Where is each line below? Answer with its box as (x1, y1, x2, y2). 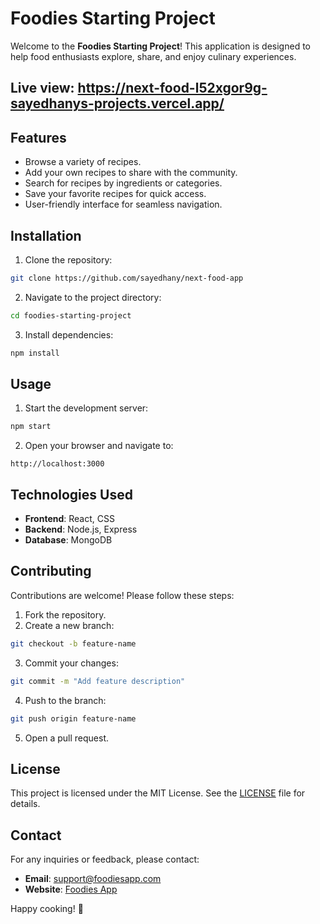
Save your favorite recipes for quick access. (24, 188, 207, 200)
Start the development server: (24, 402, 149, 414)
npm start (10, 422, 52, 432)
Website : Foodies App (24, 883, 118, 896)
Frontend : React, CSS (24, 513, 115, 525)
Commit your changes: (24, 657, 119, 669)
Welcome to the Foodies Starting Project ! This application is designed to (10, 40, 311, 52)
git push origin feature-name (10, 713, 137, 724)
